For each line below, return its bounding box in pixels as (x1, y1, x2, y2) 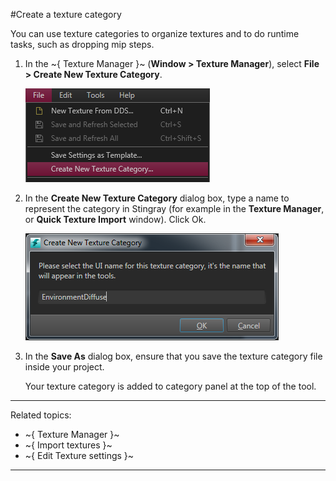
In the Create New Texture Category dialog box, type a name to (24, 192, 290, 204)
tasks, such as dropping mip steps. (10, 39, 155, 50)
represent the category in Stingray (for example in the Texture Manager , (24, 203, 325, 214)
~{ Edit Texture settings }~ (24, 450, 135, 461)
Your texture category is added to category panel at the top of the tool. (24, 380, 317, 392)
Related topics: (10, 409, 72, 421)
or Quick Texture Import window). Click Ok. (24, 214, 207, 225)
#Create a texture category (10, 9, 122, 20)
